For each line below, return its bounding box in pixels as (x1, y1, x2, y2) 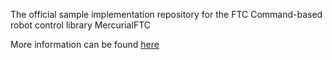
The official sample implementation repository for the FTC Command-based (10, 9, 323, 20)
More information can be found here (10, 39, 160, 50)
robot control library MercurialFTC (10, 19, 151, 31)
